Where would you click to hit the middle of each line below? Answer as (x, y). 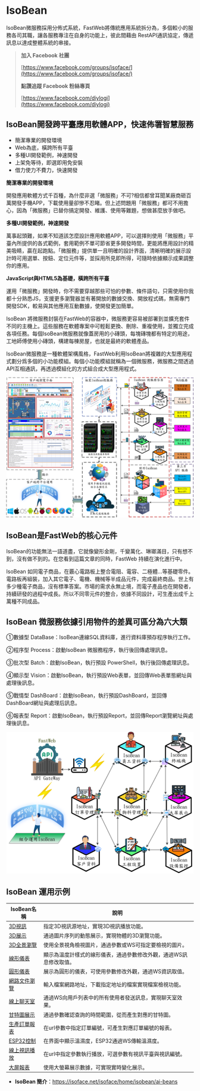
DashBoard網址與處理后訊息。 (43, 703)
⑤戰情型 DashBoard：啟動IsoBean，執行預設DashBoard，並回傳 (87, 695)
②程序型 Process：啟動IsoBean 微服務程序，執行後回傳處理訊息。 (88, 650)
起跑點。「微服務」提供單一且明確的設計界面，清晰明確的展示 (112, 250)
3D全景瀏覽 (23, 945)
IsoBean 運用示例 (38, 892)
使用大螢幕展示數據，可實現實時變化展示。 (95, 1067)
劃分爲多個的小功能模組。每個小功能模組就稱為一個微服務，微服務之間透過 (102, 361)
